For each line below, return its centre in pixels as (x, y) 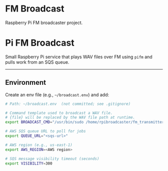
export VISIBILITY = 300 (29, 163)
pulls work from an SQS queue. (37, 62)
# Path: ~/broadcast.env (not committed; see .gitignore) (68, 104)
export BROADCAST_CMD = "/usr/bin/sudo (44, 122)
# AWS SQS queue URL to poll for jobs (45, 131)
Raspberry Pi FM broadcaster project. (44, 23)
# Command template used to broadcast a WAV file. (59, 113)
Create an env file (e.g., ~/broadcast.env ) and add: (57, 95)
